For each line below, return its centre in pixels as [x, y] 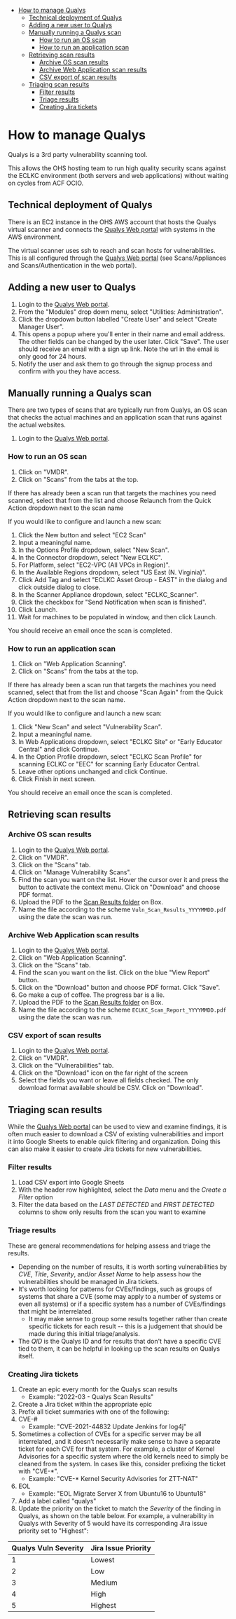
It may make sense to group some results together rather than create [128, 1318]
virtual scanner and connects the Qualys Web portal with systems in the [112, 229]
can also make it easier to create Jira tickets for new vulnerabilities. [105, 1149]
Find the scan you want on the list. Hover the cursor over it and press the [123, 879]
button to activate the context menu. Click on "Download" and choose [119, 887]
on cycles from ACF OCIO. [46, 183]
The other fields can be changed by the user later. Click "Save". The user [123, 341]
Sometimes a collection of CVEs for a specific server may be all [110, 1434]
